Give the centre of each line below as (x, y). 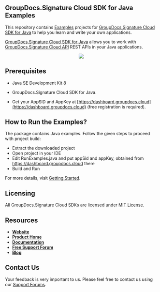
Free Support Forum (33, 247)
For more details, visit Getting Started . (43, 178)
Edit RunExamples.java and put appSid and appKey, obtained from (78, 158)
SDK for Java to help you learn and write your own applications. (68, 32)
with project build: (23, 139)
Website (21, 232)
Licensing (20, 193)
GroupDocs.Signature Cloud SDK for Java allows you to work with (71, 42)
